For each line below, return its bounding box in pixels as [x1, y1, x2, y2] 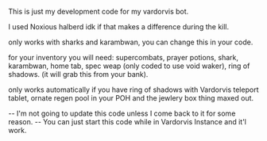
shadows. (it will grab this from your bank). [8, 70, 149, 78]
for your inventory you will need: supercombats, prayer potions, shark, [8, 53, 239, 62]
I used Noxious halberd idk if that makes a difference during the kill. [8, 22, 230, 31]
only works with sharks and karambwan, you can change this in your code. [8, 37, 253, 47]
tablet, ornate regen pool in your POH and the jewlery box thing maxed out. [8, 93, 254, 102]
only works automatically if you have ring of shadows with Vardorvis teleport [8, 85, 259, 94]
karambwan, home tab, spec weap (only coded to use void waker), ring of [8, 61, 250, 70]
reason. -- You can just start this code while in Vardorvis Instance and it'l [8, 117, 247, 126]
